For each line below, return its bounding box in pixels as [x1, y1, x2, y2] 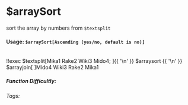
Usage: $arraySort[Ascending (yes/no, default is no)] [6, 38, 145, 45]
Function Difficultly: [6, 77, 56, 84]
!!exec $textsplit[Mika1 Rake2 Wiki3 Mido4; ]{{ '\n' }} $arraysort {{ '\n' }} [6, 58, 183, 65]
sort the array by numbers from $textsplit [6, 24, 111, 31]
